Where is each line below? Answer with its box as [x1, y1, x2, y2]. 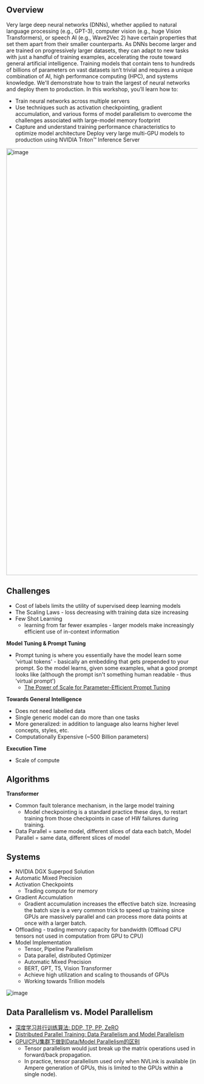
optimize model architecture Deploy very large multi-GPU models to [15, 129, 185, 137]
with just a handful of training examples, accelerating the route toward [6, 53, 182, 60]
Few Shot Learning [15, 615, 63, 622]
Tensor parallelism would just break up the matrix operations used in [24, 1045, 195, 1052]
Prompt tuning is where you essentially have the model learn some [15, 651, 182, 658]
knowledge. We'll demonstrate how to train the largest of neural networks [6, 79, 190, 86]
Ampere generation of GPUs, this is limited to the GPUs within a [24, 1064, 183, 1071]
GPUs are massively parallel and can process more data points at [24, 913, 188, 921]
